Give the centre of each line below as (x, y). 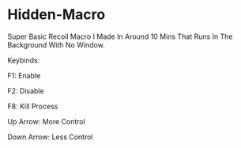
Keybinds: (24, 60)
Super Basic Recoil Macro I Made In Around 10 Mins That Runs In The (120, 36)
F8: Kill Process (33, 106)
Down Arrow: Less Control (50, 137)
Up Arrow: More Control (47, 121)
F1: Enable (24, 75)
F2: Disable (26, 91)
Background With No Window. (56, 44)
